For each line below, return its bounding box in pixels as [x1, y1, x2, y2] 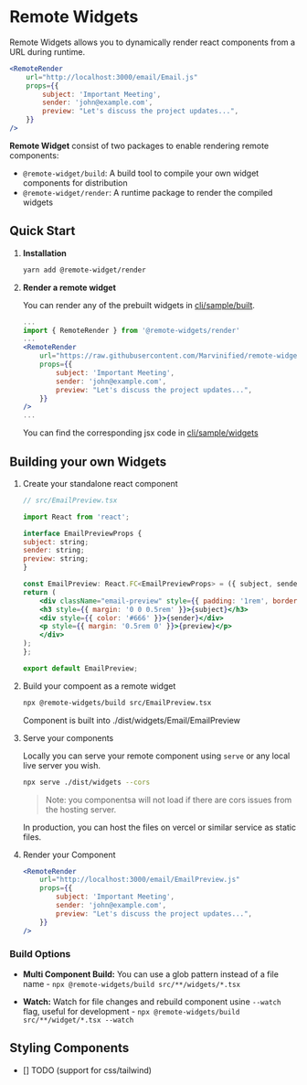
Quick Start [9, 223, 76, 239]
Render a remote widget [22, 282, 117, 293]
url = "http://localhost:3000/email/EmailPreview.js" [39, 876, 240, 885]
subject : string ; [22, 537, 90, 546]
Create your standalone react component [22, 478, 178, 489]
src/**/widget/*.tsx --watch [22, 1015, 134, 1025]
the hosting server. [45, 803, 117, 815]
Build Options [9, 948, 71, 961]
